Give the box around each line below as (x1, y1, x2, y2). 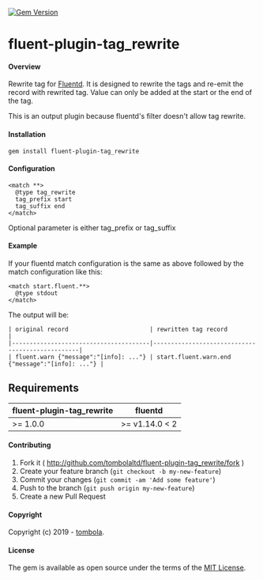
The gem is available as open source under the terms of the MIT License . (8, 563, 246, 573)
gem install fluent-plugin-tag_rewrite (8, 147, 140, 155)
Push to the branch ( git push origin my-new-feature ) (19, 483, 195, 493)
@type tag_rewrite (15, 188, 77, 196)
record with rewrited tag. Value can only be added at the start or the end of (8, 88, 253, 97)
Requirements (8, 381, 79, 395)
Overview (8, 62, 41, 71)
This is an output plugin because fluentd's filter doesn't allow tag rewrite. (8, 112, 246, 121)
